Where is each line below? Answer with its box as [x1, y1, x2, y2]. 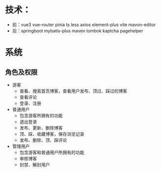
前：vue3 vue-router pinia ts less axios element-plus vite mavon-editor [12, 22, 156, 28]
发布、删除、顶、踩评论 [19, 137, 67, 143]
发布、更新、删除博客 [19, 125, 63, 131]
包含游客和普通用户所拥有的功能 [19, 149, 84, 155]
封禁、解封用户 [19, 162, 50, 168]
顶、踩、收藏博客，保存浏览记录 [19, 131, 84, 137]
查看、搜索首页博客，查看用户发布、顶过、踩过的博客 [19, 88, 128, 94]
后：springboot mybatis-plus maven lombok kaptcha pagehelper [12, 28, 143, 33]
